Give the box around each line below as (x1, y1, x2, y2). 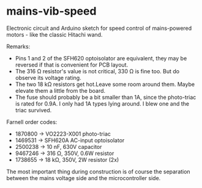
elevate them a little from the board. (15, 87, 106, 94)
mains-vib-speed (6, 4, 97, 18)
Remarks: (6, 43, 31, 50)
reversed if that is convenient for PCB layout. (15, 61, 129, 68)
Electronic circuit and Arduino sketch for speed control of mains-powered (6, 24, 192, 32)
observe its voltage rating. (15, 74, 81, 81)
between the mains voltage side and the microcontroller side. (6, 174, 161, 181)
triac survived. (15, 106, 52, 114)
